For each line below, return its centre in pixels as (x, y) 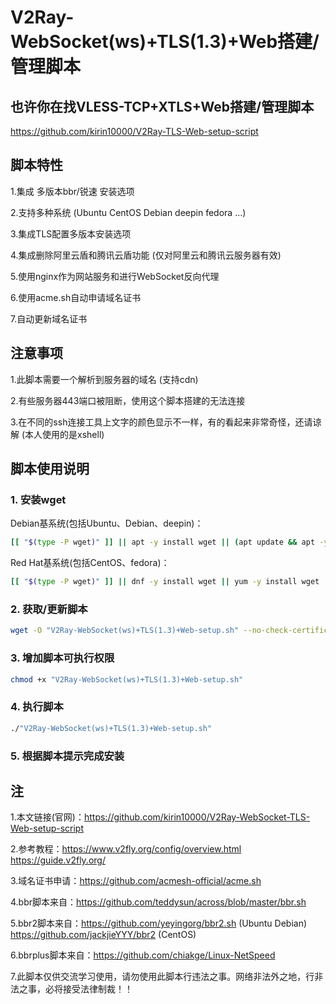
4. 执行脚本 (37, 707)
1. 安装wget (38, 499)
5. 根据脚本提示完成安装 (67, 756)
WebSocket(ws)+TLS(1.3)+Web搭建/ (165, 42)
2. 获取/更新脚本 (49, 609)
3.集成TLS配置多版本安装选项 (71, 233)
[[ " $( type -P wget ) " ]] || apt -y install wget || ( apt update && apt (163, 542)
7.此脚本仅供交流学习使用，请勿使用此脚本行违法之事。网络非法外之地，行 (162, 977)
